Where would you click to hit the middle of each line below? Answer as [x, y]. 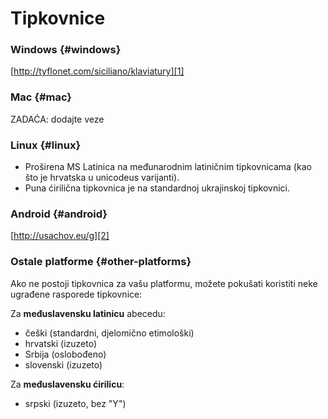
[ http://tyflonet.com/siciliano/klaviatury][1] [97, 71]
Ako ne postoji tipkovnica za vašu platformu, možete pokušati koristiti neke [164, 283]
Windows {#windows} [66, 50]
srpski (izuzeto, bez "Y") [75, 403]
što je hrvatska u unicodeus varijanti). [102, 178]
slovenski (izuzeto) [63, 364]
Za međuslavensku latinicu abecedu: [88, 313]
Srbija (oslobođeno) [65, 354]
